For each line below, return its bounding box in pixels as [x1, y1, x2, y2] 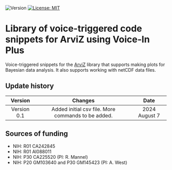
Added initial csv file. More [51, 105, 116, 113]
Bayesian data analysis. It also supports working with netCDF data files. [5, 67, 156, 73]
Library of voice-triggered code [5, 23, 142, 34]
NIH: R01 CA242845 [12, 143, 55, 149]
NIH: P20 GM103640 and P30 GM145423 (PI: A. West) [12, 159, 127, 165]
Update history [5, 82, 54, 91]
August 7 [138, 112, 160, 119]
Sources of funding [5, 130, 68, 138]
